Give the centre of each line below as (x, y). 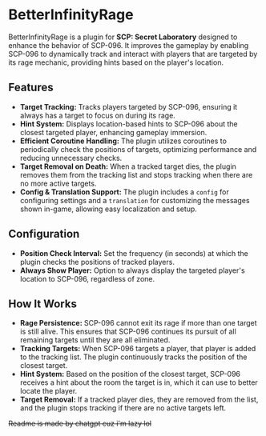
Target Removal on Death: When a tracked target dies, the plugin (128, 166)
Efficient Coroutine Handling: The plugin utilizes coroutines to (123, 141)
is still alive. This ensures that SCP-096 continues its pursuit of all (128, 332)
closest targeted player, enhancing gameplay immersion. (113, 132)
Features (31, 88)
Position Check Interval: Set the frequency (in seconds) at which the (134, 253)
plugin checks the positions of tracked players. (97, 262)
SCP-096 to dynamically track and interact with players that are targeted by (133, 54)
